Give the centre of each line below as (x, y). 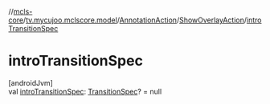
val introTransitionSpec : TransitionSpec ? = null (85, 91)
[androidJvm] (31, 82)
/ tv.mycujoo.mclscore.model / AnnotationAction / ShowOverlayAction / (135, 20)
